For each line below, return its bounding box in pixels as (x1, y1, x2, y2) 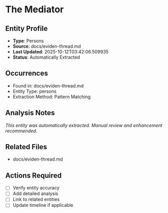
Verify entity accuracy (12, 185, 60, 191)
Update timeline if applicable (12, 202, 73, 208)
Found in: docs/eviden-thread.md (12, 82, 84, 88)
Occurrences (5, 69, 48, 78)
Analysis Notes (5, 109, 55, 117)
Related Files (5, 143, 48, 151)
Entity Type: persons (12, 88, 57, 94)
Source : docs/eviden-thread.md (12, 43, 81, 49)
